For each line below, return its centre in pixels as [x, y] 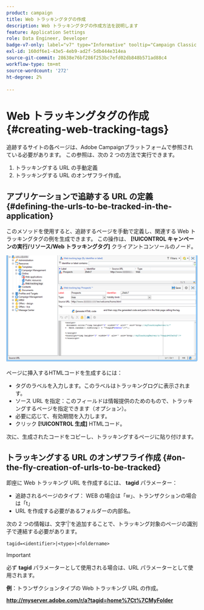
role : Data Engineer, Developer [47, 39]
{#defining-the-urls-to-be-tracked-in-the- [89, 206]
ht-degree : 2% [24, 77]
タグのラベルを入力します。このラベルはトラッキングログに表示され [100, 385]
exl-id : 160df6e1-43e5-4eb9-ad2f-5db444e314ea [66, 52]
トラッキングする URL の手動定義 [56, 168]
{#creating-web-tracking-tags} [87, 129]
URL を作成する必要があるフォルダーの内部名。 [74, 511]
